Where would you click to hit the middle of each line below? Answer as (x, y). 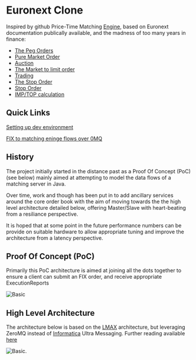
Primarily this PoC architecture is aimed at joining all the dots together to (94, 270)
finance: (16, 39)
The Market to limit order (45, 69)
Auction (24, 63)
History (20, 157)
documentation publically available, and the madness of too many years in (96, 32)
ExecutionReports (28, 283)
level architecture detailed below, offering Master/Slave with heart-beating (96, 207)
